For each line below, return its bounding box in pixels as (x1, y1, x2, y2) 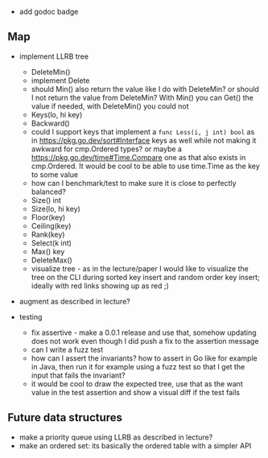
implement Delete (31, 76, 90, 85)
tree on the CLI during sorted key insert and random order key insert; (31, 272, 261, 282)
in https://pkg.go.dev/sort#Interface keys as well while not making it (31, 135, 257, 145)
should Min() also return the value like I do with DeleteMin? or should (31, 84, 259, 93)
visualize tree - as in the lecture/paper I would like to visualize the (31, 263, 249, 273)
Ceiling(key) (31, 221, 72, 230)
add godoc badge (19, 7, 79, 16)
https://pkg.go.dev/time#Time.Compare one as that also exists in (31, 152, 246, 162)
